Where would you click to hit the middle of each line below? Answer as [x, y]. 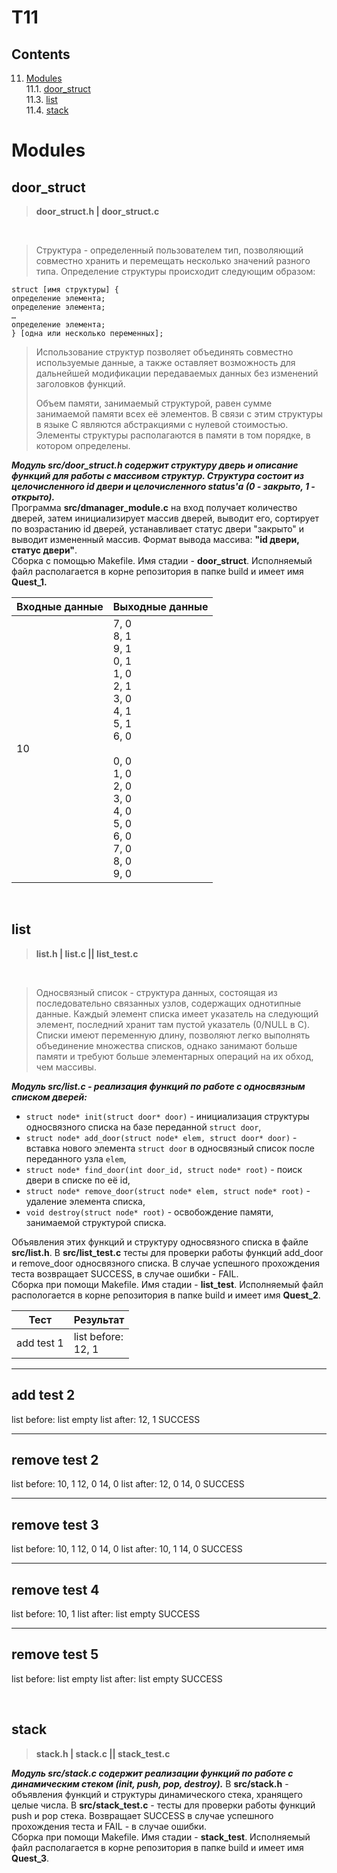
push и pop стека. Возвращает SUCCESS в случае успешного [142, 1815]
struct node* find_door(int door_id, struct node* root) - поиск [164, 1169]
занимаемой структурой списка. [96, 1222]
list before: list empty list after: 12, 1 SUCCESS [106, 1419]
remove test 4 [55, 1589]
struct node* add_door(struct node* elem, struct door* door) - [161, 1137]
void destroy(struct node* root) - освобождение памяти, [149, 1212]
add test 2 [43, 1395]
